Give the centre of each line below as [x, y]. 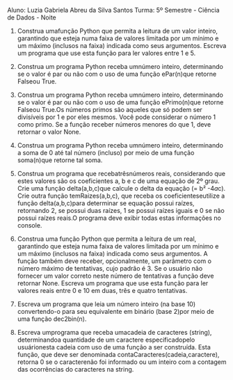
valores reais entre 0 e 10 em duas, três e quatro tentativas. [102, 291]
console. [30, 225]
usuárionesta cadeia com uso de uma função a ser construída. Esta [114, 347]
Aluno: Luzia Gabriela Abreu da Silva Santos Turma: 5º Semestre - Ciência [114, 10]
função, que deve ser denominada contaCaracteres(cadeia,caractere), [118, 355]
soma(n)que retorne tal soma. [60, 160]
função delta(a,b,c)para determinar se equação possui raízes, [106, 203]
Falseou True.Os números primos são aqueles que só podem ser [110, 110]
